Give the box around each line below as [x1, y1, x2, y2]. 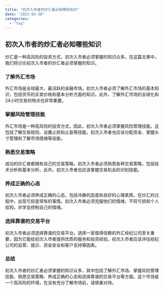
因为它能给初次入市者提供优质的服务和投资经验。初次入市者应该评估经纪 [13, 236, 159, 242]
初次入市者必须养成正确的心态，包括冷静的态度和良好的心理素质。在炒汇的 [5, 192, 155, 198]
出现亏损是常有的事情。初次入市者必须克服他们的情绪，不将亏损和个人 [18, 198, 159, 204]
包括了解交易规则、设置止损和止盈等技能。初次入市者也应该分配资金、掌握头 [5, 129, 159, 135]
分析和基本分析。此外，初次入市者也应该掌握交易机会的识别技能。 [9, 166, 142, 172]
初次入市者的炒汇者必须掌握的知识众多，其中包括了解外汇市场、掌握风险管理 [5, 267, 159, 273]
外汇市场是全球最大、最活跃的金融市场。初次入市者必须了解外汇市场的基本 [5, 85, 155, 91]
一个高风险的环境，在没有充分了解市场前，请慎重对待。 [5, 279, 116, 286]
